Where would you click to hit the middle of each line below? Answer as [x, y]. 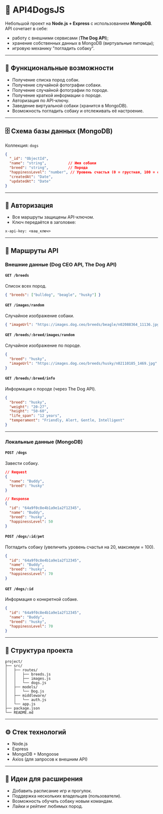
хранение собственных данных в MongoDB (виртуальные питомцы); [83, 43]
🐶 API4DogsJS [35, 10]
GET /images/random [25, 305]
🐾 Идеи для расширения [44, 779]
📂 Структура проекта [39, 650]
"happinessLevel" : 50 [31, 522]
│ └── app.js [20, 704]
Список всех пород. [26, 286]
